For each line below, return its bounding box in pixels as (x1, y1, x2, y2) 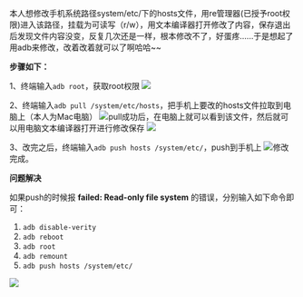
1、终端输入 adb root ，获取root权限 (9, 81, 141, 91)
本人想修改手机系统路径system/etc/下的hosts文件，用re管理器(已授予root (9, 8, 283, 18)
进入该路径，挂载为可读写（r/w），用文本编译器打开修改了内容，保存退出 (20, 19, 291, 30)
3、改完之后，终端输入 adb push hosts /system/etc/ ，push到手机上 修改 (9, 142, 289, 153)
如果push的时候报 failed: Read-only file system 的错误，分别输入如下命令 (9, 192, 287, 203)
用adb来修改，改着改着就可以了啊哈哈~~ (9, 42, 161, 53)
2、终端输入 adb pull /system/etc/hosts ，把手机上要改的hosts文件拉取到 (9, 100, 284, 111)
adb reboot (22, 233, 64, 242)
